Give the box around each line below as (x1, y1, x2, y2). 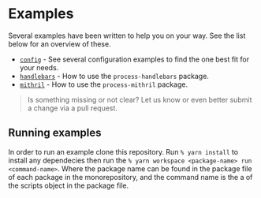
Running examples (8, 126, 102, 140)
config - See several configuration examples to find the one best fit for (19, 54, 250, 64)
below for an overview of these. (8, 39, 112, 48)
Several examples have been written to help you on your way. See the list (8, 31, 246, 40)
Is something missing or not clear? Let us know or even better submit (27, 95, 252, 104)
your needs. (19, 62, 59, 72)
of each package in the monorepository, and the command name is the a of (8, 172, 253, 181)
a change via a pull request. (27, 103, 118, 113)
